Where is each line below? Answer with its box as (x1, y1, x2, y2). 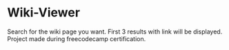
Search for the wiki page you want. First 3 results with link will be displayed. (7, 27, 223, 36)
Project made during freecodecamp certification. (7, 34, 146, 42)
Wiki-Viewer (7, 5, 81, 21)
